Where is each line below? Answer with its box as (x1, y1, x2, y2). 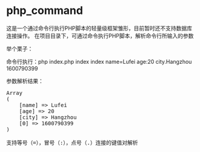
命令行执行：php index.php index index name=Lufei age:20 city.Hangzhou (6, 58, 192, 65)
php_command (6, 4, 84, 18)
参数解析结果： (6, 77, 44, 85)
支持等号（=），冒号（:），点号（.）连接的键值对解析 (6, 139, 138, 146)
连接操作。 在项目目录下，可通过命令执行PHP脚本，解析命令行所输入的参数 (6, 32, 194, 40)
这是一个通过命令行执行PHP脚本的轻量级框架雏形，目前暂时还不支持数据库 (6, 24, 193, 32)
